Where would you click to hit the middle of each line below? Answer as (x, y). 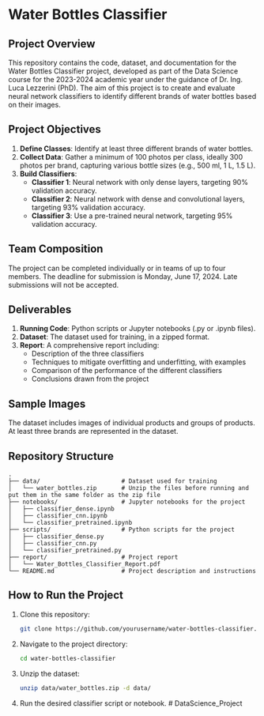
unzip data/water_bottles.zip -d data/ (85, 688)
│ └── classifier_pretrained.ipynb (70, 523)
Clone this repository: (55, 614)
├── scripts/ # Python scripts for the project (122, 530)
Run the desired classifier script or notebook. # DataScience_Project (131, 703)
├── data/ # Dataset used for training (113, 481)
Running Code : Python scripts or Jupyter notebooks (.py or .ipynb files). (138, 329)
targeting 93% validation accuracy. (89, 207)
